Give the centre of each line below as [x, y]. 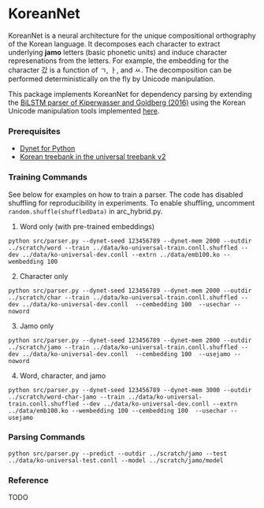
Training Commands [48, 177]
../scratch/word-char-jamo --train [67, 397]
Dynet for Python [47, 148]
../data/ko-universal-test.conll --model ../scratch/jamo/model [116, 460]
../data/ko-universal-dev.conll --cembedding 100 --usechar [126, 304]
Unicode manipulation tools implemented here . [84, 110]
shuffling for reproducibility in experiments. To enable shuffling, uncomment [132, 202]
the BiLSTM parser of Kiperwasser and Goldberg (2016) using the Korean [127, 102]
